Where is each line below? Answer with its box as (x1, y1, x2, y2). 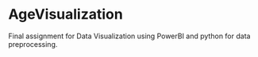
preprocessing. (8, 39, 58, 48)
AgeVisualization (8, 5, 123, 23)
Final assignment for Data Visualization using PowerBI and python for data (8, 31, 251, 41)
